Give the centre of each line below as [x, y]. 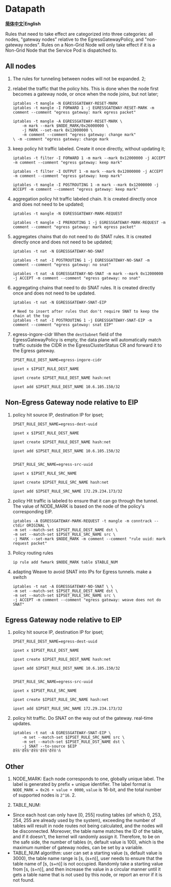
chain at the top [31, 316]
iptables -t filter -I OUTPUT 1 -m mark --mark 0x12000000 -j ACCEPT [88, 171]
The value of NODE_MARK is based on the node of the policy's [79, 506]
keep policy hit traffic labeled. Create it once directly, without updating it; [89, 148]
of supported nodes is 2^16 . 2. [44, 795]
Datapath [25, 9]
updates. [22, 723]
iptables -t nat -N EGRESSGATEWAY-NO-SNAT [58, 251]
